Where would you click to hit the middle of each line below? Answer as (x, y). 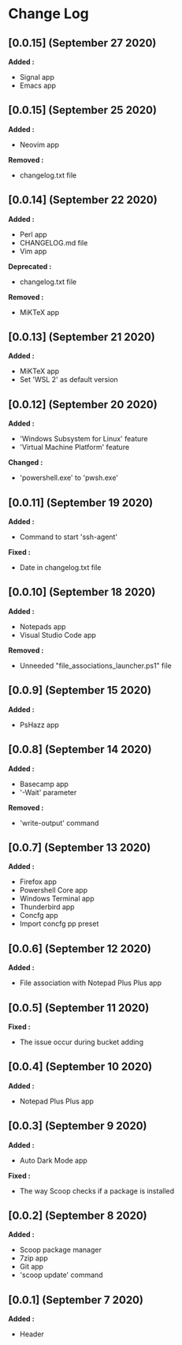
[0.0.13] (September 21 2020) (82, 337)
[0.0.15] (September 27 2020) (82, 43)
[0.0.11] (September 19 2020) (81, 502)
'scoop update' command (61, 1275)
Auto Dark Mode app (54, 1160)
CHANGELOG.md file (54, 242)
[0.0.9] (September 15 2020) (80, 690)
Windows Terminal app (57, 899)
